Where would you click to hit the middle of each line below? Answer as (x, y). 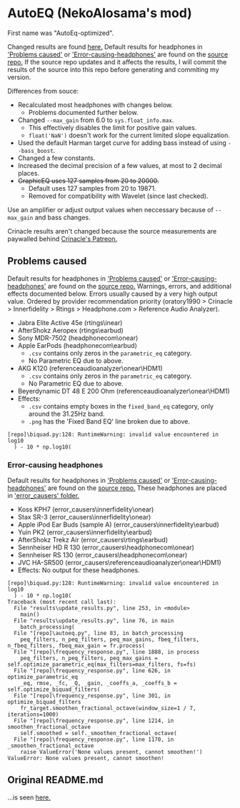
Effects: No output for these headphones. (79, 570)
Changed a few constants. (56, 158)
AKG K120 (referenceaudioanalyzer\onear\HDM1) (90, 368)
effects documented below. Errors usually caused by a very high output (112, 294)
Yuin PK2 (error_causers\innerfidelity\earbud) (85, 532)
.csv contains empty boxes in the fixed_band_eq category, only (121, 406)
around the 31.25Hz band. (66, 414)
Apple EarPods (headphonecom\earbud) (77, 345)
